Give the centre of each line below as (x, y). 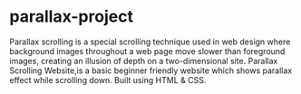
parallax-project (72, 17)
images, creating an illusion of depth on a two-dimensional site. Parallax (144, 61)
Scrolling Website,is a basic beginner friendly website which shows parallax (151, 70)
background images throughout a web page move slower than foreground (147, 51)
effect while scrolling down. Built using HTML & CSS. (108, 80)
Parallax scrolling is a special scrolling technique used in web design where (150, 42)
